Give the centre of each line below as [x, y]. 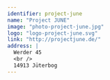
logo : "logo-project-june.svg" [53, 33]
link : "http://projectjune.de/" [54, 40]
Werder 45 [28, 53]
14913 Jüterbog [36, 65]
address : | [23, 46]
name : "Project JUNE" [39, 20]
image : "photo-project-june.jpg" [56, 26]
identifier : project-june [45, 14]
